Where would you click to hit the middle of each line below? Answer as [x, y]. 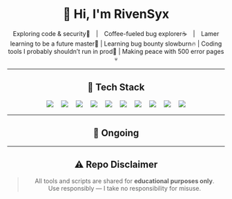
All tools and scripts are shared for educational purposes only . [125, 181]
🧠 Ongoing [116, 133]
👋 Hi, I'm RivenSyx [116, 14]
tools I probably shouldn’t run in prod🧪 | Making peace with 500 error [106, 51]
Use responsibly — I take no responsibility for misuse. [125, 189]
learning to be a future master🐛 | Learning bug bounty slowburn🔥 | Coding [116, 44]
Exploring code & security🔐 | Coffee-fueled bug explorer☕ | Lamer [116, 33]
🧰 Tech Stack [116, 87]
